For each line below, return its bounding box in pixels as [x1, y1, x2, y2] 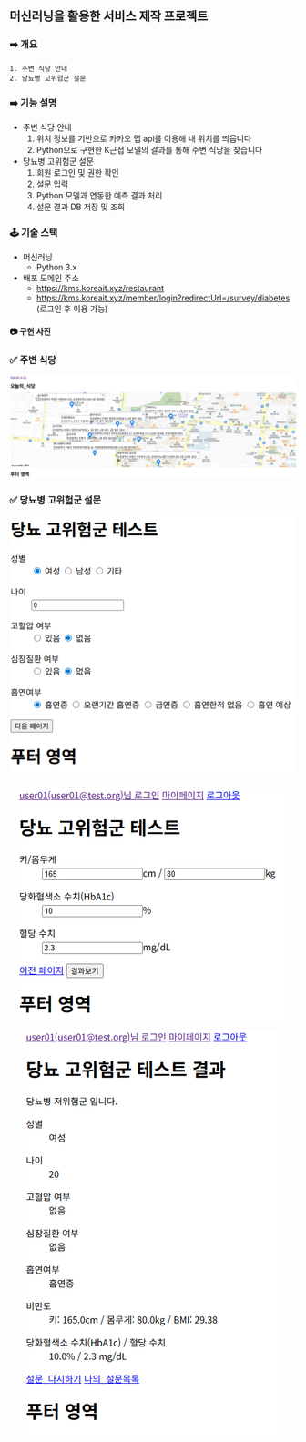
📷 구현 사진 [9, 326, 52, 337]
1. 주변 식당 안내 [9, 64, 68, 73]
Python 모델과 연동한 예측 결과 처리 [36, 189, 163, 200]
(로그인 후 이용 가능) [36, 303, 108, 314]
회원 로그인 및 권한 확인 [36, 167, 120, 178]
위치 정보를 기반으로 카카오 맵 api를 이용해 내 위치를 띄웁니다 [36, 133, 252, 144]
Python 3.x [36, 262, 77, 273]
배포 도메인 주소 [22, 272, 79, 284]
